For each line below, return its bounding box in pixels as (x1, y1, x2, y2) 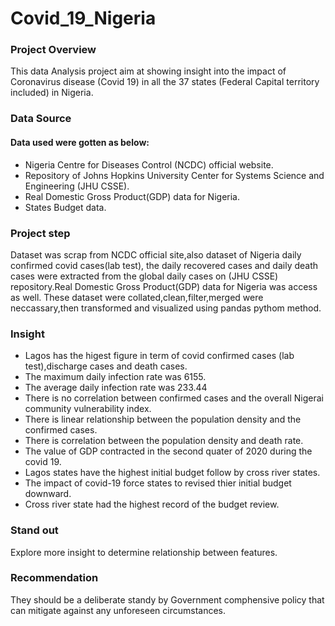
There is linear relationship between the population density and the (24, 413, 302, 426)
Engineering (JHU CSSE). (24, 180, 130, 192)
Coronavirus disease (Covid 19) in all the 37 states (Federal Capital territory (10, 76, 320, 88)
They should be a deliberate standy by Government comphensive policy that (10, 593, 325, 606)
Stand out (10, 523, 59, 537)
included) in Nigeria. (10, 87, 94, 99)
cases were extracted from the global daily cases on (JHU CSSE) (10, 270, 279, 282)
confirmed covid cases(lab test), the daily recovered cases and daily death (10, 259, 319, 271)
